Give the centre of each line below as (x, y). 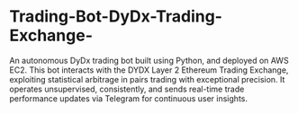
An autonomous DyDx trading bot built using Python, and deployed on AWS (149, 60)
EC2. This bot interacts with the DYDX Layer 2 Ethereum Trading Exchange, (149, 70)
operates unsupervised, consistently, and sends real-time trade (127, 89)
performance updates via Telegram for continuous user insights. (128, 98)
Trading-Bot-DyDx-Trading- (116, 17)
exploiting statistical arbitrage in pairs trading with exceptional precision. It (147, 79)
